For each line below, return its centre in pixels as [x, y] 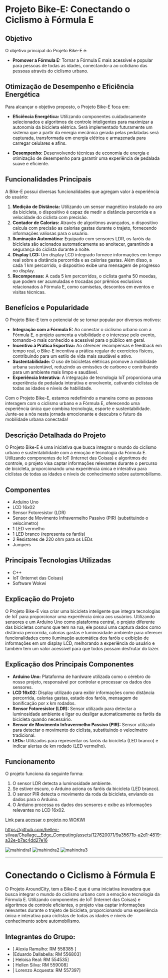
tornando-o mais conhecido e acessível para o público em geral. [79, 340]
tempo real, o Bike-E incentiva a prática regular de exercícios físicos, [83, 351]
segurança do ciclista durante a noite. [51, 249]
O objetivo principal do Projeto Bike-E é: [46, 51]
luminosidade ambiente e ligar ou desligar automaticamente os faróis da [86, 714]
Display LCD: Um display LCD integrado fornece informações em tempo [87, 254]
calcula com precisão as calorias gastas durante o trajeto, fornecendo [84, 228]
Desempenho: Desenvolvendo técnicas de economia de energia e [81, 153]
